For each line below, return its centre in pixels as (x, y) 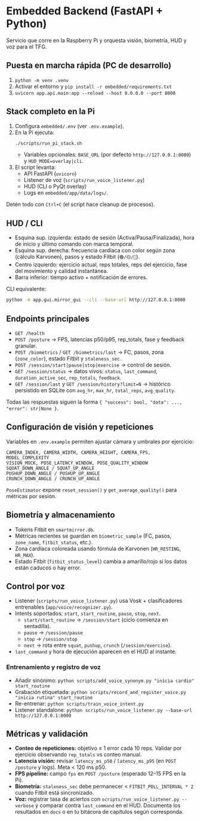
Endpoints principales (48, 319)
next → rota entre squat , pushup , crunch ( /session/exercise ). (98, 646)
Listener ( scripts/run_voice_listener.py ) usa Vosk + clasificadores (99, 601)
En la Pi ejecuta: (35, 132)
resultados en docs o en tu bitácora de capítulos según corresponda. (99, 812)
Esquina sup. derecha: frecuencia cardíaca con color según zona (95, 250)
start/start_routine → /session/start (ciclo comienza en (96, 620)
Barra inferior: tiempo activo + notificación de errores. (81, 277)
